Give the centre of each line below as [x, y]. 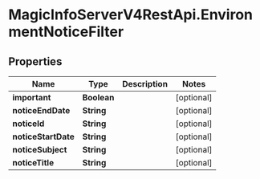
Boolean [98, 98]
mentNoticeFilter [66, 32]
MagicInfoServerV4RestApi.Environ [131, 15]
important [32, 98]
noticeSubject [40, 150]
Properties [35, 61]
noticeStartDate [43, 136]
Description [145, 84]
